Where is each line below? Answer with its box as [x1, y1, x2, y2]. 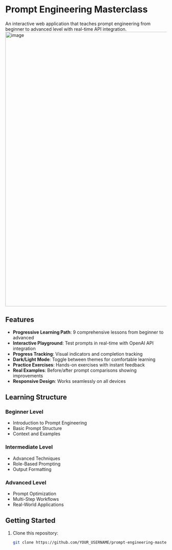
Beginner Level [5, 409, 44, 416]
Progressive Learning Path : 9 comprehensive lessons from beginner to [12, 329, 164, 335]
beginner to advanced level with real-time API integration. [5, 26, 127, 32]
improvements [12, 373, 44, 379]
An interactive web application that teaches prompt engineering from [5, 21, 151, 27]
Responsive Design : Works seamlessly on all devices [12, 378, 126, 384]
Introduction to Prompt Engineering [12, 420, 87, 426]
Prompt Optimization [12, 491, 56, 497]
